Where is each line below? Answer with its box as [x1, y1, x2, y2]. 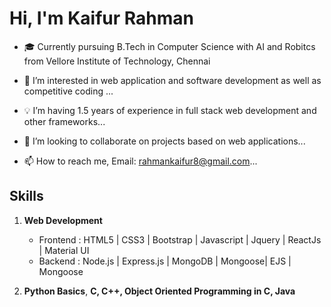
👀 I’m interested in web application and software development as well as [23, 74, 322, 86]
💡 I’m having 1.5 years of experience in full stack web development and [23, 104, 317, 116]
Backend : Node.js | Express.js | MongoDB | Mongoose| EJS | [38, 255, 292, 267]
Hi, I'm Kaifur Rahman [9, 7, 194, 30]
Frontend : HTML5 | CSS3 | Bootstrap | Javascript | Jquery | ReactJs [38, 233, 322, 246]
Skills [9, 188, 44, 205]
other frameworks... [23, 115, 106, 127]
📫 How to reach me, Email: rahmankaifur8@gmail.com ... [23, 155, 258, 167]
